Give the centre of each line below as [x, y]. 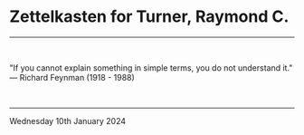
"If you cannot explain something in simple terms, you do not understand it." [151, 67]
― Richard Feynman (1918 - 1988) [72, 77]
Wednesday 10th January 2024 [68, 121]
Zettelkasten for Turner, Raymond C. [149, 17]
